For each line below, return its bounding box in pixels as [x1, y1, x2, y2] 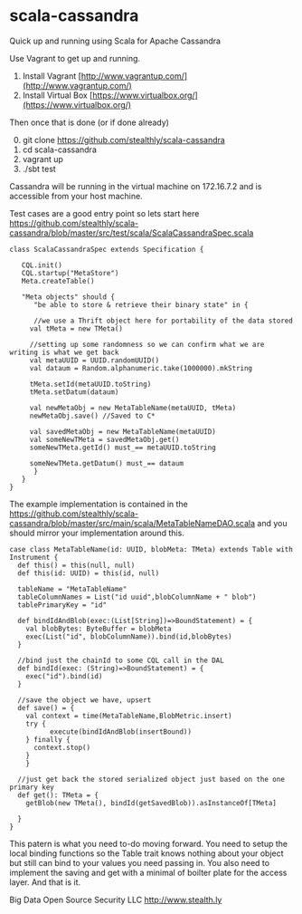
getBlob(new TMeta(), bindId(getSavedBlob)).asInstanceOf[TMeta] [25, 798, 278, 807]
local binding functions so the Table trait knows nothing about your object [9, 848, 284, 859]
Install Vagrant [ [22, 70, 81, 82]
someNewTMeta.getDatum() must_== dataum [29, 458, 184, 467]
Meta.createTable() [21, 276, 95, 285]
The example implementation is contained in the [9, 498, 188, 509]
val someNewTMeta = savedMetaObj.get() [29, 435, 180, 444]
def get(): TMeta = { [17, 790, 99, 800]
